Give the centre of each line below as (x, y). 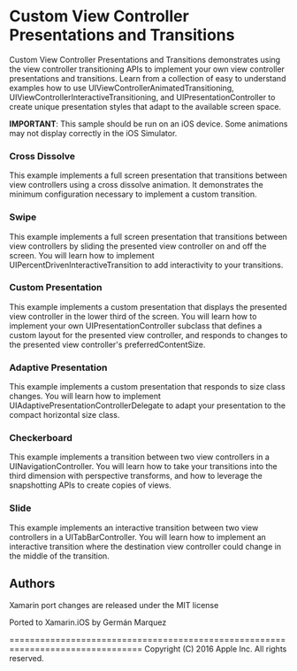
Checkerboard (41, 438)
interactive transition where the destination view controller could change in (145, 546)
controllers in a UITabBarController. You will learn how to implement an (138, 536)
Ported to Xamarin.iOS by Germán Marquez (88, 622)
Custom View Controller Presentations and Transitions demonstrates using (145, 59)
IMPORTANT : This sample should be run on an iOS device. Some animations (148, 123)
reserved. (27, 658)
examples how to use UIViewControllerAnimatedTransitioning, (122, 88)
